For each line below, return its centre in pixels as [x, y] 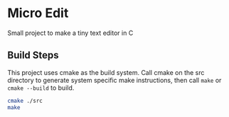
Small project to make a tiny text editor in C [70, 33]
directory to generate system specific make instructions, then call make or [114, 80]
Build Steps [33, 55]
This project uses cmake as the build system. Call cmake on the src [106, 72]
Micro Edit [38, 13]
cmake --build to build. [41, 88]
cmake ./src [25, 101]
